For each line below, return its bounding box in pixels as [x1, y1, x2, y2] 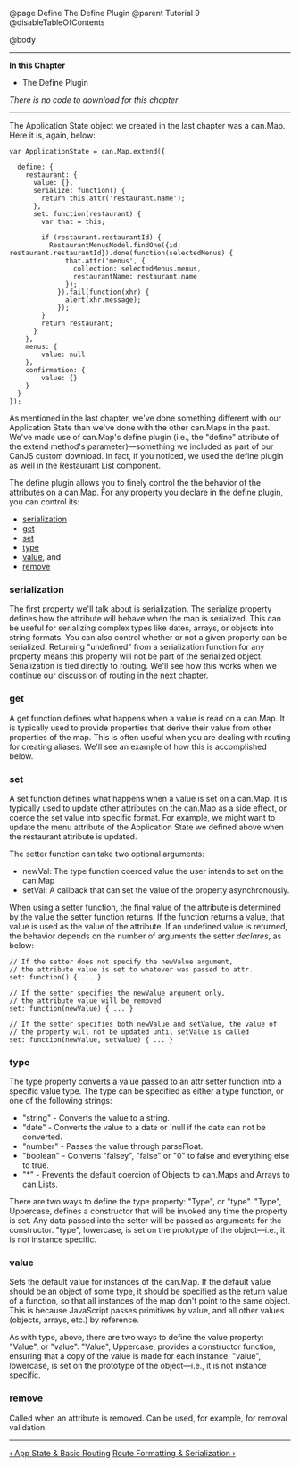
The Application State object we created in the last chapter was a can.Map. [9, 121, 286, 130]
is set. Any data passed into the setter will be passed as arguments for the [9, 1215, 282, 1226]
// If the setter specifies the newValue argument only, [9, 988, 226, 997]
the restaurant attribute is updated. [9, 830, 137, 842]
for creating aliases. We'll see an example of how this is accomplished [9, 741, 268, 752]
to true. [21, 1160, 49, 1171]
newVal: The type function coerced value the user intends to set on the [21, 865, 284, 876]
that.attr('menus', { [65, 256, 146, 265]
